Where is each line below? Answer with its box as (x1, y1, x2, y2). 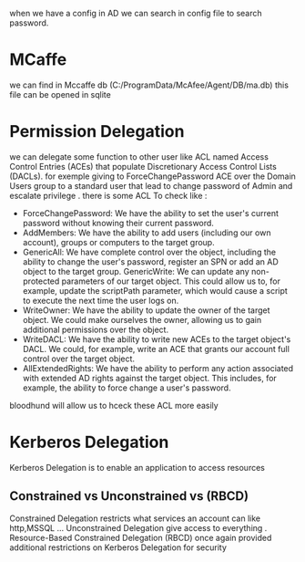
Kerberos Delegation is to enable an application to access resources (9, 462, 266, 473)
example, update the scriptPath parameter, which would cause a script (22, 285, 289, 296)
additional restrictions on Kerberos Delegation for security (9, 542, 228, 553)
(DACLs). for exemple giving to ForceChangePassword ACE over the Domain (9, 171, 296, 182)
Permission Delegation (9, 121, 185, 142)
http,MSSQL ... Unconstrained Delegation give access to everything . (9, 522, 268, 533)
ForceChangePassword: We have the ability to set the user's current (22, 207, 280, 218)
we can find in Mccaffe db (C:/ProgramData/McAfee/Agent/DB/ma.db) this (9, 79, 290, 90)
